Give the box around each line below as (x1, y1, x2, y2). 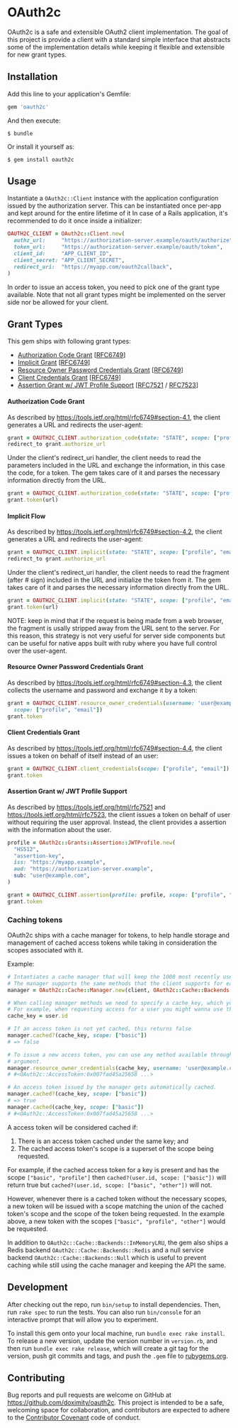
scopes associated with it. (7, 945, 84, 954)
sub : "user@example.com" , (13, 872, 91, 879)
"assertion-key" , (13, 852, 65, 860)
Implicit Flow (7, 512, 46, 520)
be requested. (7, 1224, 48, 1233)
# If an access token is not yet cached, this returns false (7, 1025, 192, 1033)
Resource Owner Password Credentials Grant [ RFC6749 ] (17, 366, 184, 374)
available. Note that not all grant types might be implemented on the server (7, 290, 226, 298)
